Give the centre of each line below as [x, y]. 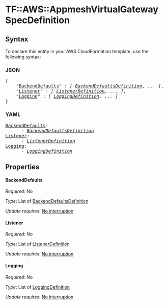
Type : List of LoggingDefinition [38, 287]
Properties [22, 167]
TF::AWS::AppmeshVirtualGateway [82, 9]
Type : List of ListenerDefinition [37, 244]
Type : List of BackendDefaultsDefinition [47, 201]
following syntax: [23, 57]
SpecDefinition [38, 20]
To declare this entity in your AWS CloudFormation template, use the [77, 51]
